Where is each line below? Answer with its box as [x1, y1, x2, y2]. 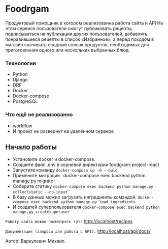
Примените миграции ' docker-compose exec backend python [12, 173, 146, 179]
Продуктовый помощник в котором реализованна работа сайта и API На [5, 20, 163, 26]
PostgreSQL [12, 98, 38, 104]
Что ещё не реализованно [5, 111, 73, 118]
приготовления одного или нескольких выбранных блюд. [5, 47, 130, 53]
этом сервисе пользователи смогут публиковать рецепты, [5, 25, 133, 31]
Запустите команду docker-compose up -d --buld [12, 167, 118, 173]
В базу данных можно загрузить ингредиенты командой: [12, 194, 137, 200]
